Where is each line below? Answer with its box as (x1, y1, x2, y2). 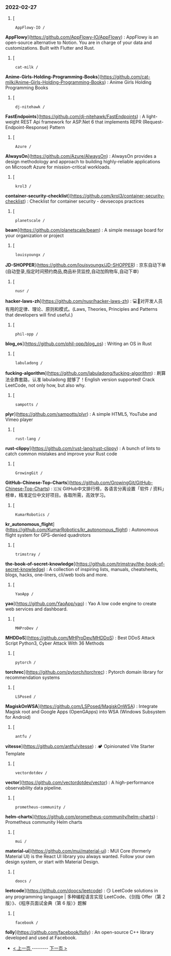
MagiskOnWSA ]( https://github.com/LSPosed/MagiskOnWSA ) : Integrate (5, 703, 158, 710)
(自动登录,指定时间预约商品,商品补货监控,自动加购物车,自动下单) (5, 268, 139, 274)
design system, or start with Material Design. (5, 859, 100, 865)
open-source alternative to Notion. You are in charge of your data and (5, 39, 152, 46)
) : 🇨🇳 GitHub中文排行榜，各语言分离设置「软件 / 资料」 (48, 485, 164, 492)
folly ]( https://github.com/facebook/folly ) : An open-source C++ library (5, 929, 154, 936)
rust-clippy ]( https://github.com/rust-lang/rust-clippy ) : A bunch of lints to (5, 445, 161, 452)
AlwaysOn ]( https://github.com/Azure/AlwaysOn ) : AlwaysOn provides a (5, 153, 157, 159)
